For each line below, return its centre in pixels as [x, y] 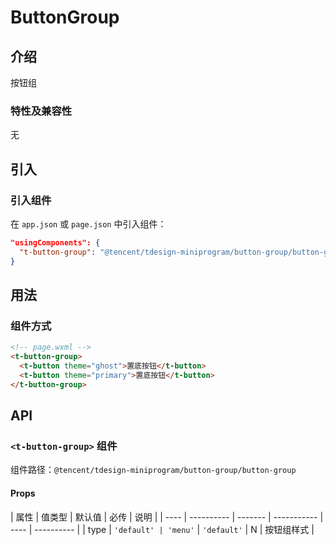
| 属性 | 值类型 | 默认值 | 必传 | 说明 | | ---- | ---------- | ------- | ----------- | [167, 517]
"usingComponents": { [55, 242]
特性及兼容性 [41, 111]
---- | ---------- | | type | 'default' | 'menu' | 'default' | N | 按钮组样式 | [162, 529]
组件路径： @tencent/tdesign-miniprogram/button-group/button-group [153, 470]
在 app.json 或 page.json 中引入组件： [88, 223]
